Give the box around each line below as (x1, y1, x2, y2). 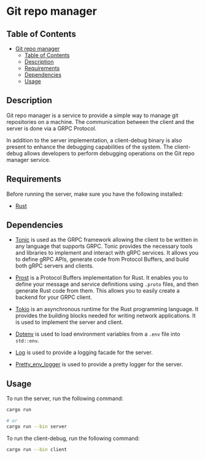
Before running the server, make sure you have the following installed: (6, 190, 184, 198)
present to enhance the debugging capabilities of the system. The (6, 143, 173, 150)
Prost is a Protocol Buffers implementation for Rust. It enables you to (15, 274, 188, 282)
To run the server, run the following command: (6, 395, 124, 403)
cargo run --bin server (6, 423, 68, 430)
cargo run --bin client (6, 446, 68, 452)
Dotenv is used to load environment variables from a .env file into (15, 330, 180, 338)
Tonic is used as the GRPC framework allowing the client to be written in (15, 236, 198, 244)
